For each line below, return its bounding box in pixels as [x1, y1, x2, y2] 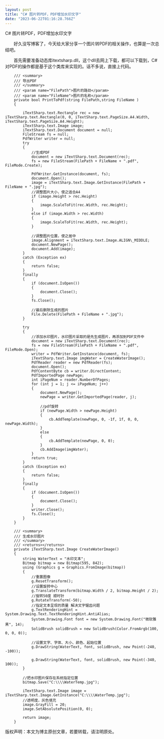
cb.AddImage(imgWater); [40, 447, 89, 452]
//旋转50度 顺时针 [31, 594, 65, 598]
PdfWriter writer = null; [23, 136, 76, 142]
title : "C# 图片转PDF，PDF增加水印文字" [5, 12, 81, 17]
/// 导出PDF [14, 79, 37, 84]
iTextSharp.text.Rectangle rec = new [23, 111, 99, 115]
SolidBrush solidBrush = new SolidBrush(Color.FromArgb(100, [31, 626, 159, 631]
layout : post [5, 7, 32, 12]
